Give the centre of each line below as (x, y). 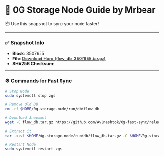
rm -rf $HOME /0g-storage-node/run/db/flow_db (52, 109)
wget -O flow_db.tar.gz (29, 122)
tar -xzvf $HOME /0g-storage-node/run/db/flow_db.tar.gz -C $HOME (73, 136)
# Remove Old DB (21, 104)
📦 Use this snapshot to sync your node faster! (52, 23)
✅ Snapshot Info (25, 42)
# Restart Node (20, 144)
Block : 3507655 (28, 54)
